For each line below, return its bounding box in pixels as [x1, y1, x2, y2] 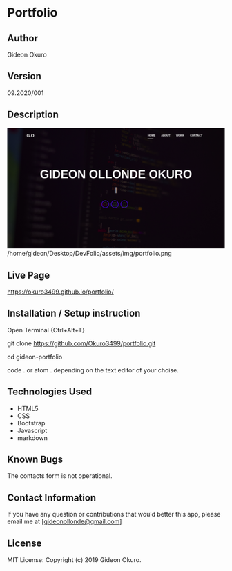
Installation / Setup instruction [7, 308, 141, 319]
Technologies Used [7, 386, 92, 398]
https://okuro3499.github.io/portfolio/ [7, 288, 114, 296]
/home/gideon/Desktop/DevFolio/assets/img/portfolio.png [7, 250, 173, 258]
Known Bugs [7, 454, 64, 465]
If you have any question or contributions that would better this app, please [7, 510, 221, 519]
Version [7, 70, 41, 82]
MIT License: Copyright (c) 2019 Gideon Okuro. [7, 556, 142, 564]
